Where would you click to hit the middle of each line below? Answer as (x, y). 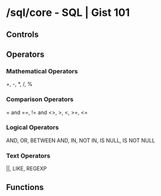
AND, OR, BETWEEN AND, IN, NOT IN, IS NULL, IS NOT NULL (80, 140)
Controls (22, 35)
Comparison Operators (40, 99)
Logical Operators (33, 128)
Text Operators (28, 155)
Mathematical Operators (42, 71)
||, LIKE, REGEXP (27, 169)
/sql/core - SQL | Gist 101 (68, 13)
